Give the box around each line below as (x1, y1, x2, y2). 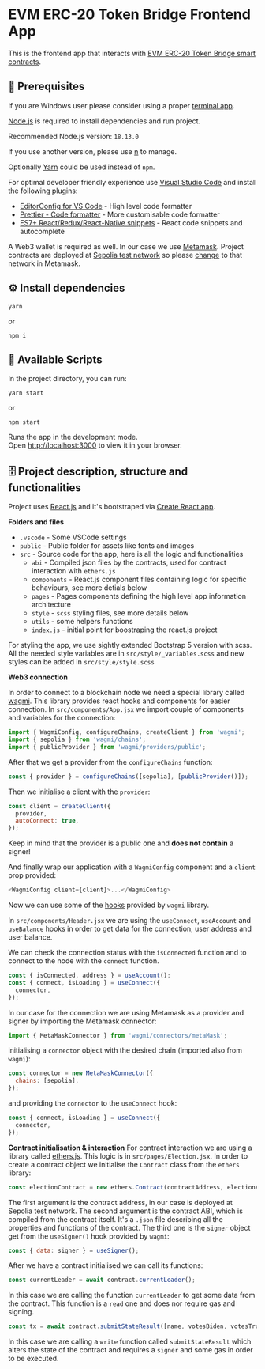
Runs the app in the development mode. (8, 433, 138, 442)
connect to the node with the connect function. (8, 956, 159, 966)
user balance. (8, 932, 53, 942)
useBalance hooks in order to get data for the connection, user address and (8, 924, 252, 934)
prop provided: (8, 871, 57, 880)
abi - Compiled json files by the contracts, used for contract (31, 558, 227, 567)
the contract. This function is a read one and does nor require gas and (8, 1299, 236, 1308)
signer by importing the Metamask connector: (8, 1016, 157, 1026)
